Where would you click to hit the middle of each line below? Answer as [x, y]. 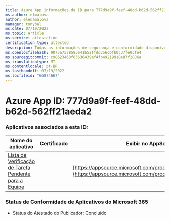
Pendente [19, 174]
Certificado [54, 144]
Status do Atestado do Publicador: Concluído [59, 213]
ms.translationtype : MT [30, 62]
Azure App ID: [35, 101]
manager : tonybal [24, 24]
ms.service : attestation [31, 38]
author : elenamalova [27, 19]
